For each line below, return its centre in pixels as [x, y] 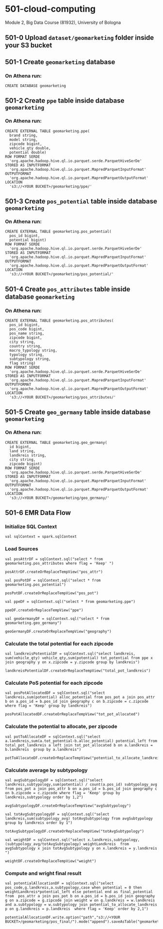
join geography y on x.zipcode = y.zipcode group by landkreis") [72, 662]
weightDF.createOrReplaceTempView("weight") [51, 861]
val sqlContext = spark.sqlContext [41, 537]
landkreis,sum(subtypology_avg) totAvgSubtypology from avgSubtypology [79, 819]
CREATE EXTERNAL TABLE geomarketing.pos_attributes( [59, 321]
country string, [26, 346]
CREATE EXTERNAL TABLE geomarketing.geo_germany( [56, 442]
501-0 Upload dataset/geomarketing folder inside [80, 38]
